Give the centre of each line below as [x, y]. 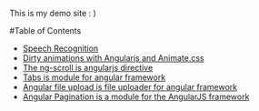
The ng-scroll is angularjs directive [88, 68]
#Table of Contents [45, 30]
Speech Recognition [60, 48]
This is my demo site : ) [53, 13]
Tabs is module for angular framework [94, 77]
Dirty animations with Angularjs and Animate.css [113, 58]
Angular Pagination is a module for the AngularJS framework [136, 96]
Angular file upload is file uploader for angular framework [130, 87]
